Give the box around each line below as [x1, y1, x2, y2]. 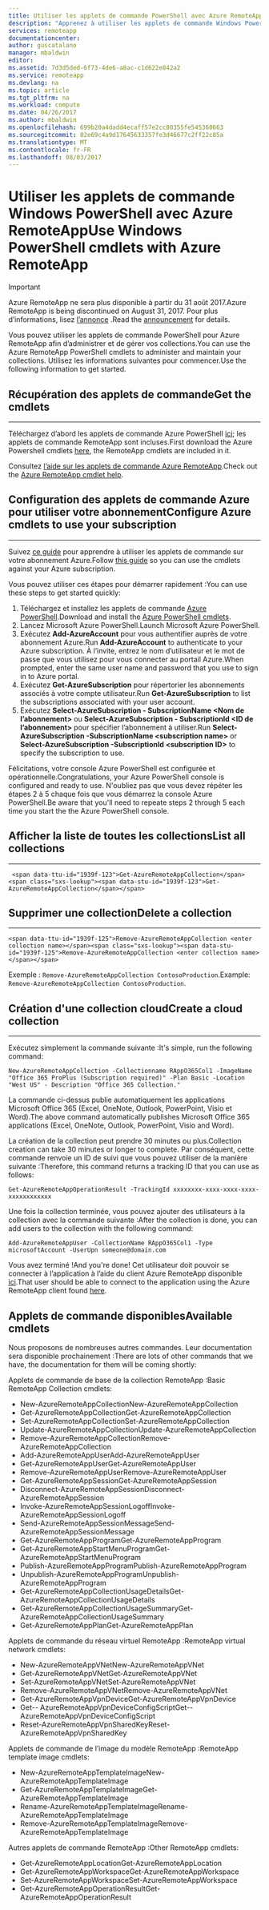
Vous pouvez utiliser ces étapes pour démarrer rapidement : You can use [8, 579, 247, 589]
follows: [8, 1170, 34, 1180]
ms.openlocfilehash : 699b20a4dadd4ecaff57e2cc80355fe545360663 [8, 123, 224, 131]
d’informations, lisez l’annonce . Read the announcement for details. [8, 315, 231, 324]
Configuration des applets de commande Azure [8, 493, 251, 507]
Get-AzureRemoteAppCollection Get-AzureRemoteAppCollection [19, 1408, 231, 1417]
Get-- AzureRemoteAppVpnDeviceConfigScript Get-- [19, 1703, 194, 1712]
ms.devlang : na [8, 78, 59, 86]
